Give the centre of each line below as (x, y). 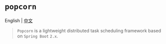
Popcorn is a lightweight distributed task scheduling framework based (89, 30)
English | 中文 (19, 20)
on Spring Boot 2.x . (38, 36)
